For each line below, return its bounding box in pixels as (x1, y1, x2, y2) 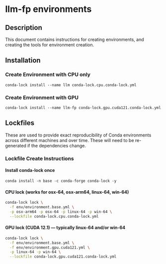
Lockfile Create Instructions (5, 155, 74, 162)
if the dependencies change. (27, 142, 86, 148)
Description (5, 23, 42, 32)
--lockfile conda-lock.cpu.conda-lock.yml (9, 214, 99, 219)
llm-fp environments (5, 3, 92, 15)
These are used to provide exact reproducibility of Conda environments (5, 132, 152, 138)
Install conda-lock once (5, 167, 55, 173)
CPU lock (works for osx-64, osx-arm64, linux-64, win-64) (5, 189, 129, 195)
